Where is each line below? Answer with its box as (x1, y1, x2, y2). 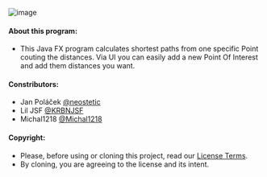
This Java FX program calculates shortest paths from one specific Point (19, 44, 259, 54)
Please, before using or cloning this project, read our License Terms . (19, 150, 248, 160)
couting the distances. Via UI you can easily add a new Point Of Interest (19, 52, 258, 62)
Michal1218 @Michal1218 (19, 114, 102, 124)
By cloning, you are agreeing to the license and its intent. (19, 159, 210, 169)
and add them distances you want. (19, 61, 136, 71)
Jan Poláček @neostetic (19, 97, 101, 107)
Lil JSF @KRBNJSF (19, 105, 84, 116)
